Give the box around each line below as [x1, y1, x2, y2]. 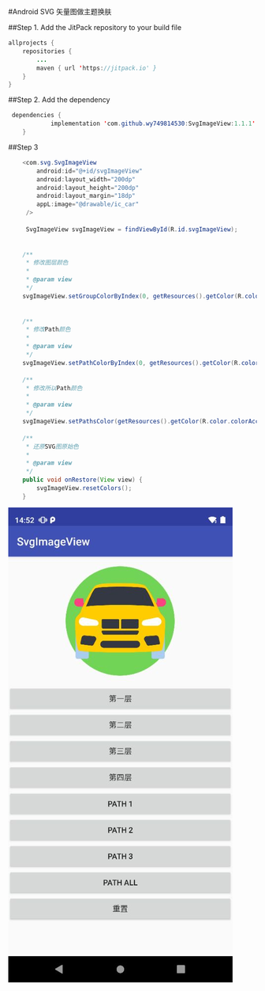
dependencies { [11, 112, 62, 120]
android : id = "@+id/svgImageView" [36, 167, 144, 175]
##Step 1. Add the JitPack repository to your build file [8, 23, 182, 32]
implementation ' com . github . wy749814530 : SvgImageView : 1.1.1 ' [50, 120, 256, 128]
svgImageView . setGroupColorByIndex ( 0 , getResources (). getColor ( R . [22, 292, 245, 300]
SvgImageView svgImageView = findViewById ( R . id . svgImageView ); [25, 225, 238, 234]
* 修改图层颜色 [25, 259, 69, 267]
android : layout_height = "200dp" [36, 184, 140, 192]
